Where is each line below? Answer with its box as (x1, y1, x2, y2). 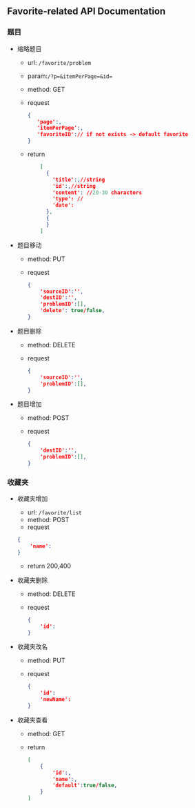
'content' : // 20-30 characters (52, 189, 143, 196)
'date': (52, 202, 74, 209)
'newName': (40, 696, 71, 703)
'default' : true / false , (52, 782, 118, 789)
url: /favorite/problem (27, 58, 92, 66)
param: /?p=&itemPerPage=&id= (27, 72, 112, 80)
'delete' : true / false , (40, 307, 105, 314)
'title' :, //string (52, 176, 105, 183)
